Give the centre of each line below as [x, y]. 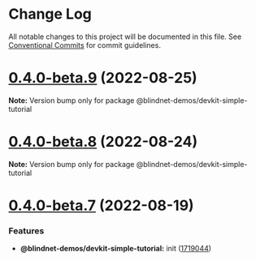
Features [26, 230]
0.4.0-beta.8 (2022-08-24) [103, 142]
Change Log [50, 14]
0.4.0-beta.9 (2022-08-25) [103, 78]
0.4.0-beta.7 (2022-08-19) [101, 205]
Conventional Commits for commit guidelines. [85, 45]
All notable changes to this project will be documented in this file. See [125, 36]
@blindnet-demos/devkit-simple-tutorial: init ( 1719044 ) [116, 249]
